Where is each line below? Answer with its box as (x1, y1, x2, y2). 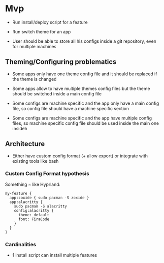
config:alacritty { (14, 208, 54, 213)
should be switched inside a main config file (12, 90, 102, 96)
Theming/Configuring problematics (5, 58, 117, 66)
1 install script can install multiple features (12, 252, 98, 258)
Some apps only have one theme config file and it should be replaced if (12, 71, 158, 77)
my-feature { (5, 191, 32, 196)
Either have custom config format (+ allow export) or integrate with (12, 153, 148, 159)
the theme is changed (12, 76, 57, 82)
